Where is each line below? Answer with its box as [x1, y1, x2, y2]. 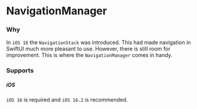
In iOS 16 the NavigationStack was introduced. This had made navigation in [6, 39, 191, 46]
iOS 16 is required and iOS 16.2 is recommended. [6, 96, 128, 104]
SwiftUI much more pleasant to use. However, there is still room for [6, 45, 171, 52]
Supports [6, 67, 34, 75]
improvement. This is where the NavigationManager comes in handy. [6, 52, 173, 59]
